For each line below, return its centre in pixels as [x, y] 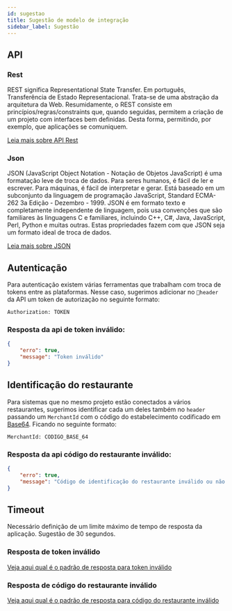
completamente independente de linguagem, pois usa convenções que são [115, 210]
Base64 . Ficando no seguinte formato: [62, 424]
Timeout [26, 510]
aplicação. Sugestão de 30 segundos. [61, 534]
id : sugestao [26, 14]
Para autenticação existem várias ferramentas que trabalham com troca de [114, 285]
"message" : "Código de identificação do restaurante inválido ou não [123, 482]
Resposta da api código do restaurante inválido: [89, 454]
